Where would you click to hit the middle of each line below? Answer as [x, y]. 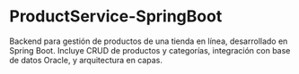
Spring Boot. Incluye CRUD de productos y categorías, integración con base [150, 50]
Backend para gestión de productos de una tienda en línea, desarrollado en [149, 41]
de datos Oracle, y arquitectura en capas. [86, 60]
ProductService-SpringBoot [116, 16]
